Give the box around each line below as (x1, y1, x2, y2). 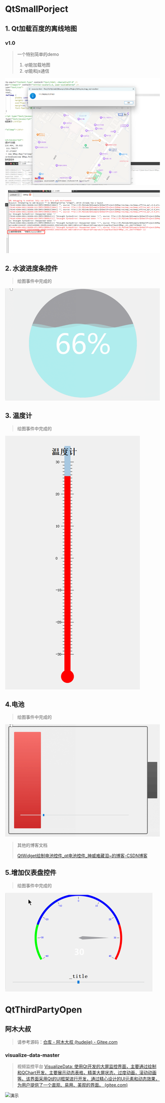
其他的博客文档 (17, 842, 48, 848)
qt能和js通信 (24, 68, 50, 74)
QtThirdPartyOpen (5, 1004, 82, 1015)
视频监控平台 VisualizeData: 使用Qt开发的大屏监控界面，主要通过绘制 (17, 1063, 157, 1069)
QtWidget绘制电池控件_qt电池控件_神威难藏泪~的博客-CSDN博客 (17, 853, 148, 859)
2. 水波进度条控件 (5, 264, 58, 273)
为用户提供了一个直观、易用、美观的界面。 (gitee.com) (17, 1082, 128, 1088)
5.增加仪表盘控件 (5, 868, 56, 877)
